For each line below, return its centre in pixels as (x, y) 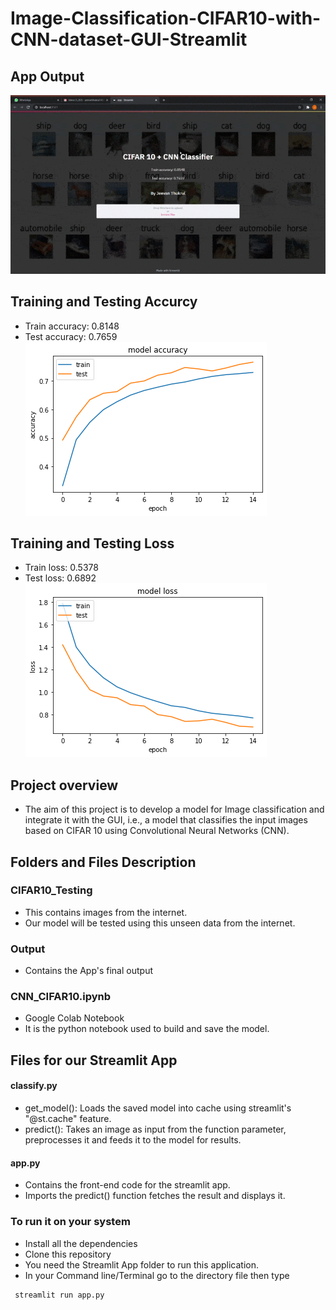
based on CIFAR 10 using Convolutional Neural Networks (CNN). (157, 831)
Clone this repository (68, 1254)
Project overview (64, 785)
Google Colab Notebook (74, 1018)
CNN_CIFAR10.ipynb (61, 997)
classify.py (34, 1086)
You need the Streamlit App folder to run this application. (142, 1264)
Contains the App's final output (88, 971)
